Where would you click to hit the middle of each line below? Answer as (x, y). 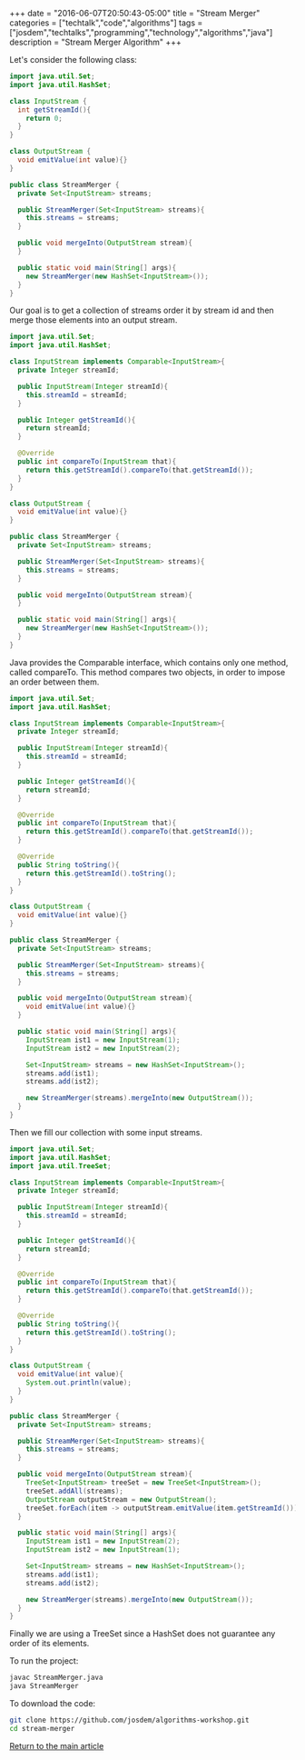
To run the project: (44, 1661)
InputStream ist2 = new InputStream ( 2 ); (103, 1048)
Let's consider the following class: (74, 60)
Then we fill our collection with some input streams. (106, 1132)
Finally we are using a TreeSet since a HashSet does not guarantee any (143, 1634)
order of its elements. (49, 1644)
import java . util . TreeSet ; (60, 1166)
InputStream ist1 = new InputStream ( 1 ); (103, 1040)
